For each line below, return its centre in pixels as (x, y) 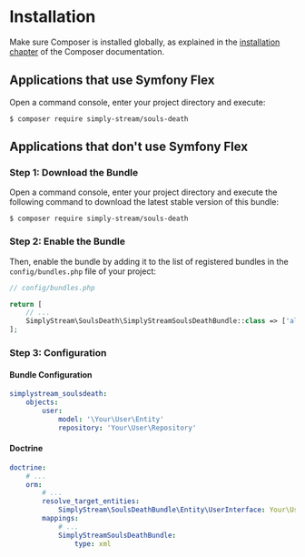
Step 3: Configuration (58, 353)
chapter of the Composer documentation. (87, 51)
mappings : (60, 519)
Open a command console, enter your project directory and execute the (143, 192)
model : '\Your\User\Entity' (111, 419)
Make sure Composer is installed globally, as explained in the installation (145, 42)
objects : (42, 402)
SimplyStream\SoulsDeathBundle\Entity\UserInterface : (162, 510)
